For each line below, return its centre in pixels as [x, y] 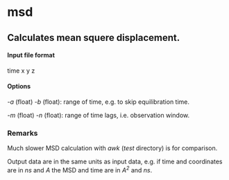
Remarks [23, 133]
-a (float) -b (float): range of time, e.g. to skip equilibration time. [98, 102]
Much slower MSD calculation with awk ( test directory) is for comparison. [112, 148]
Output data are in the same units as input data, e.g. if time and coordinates [115, 162]
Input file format [31, 55]
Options [19, 87]
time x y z [21, 71]
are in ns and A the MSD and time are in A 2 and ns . [80, 169]
